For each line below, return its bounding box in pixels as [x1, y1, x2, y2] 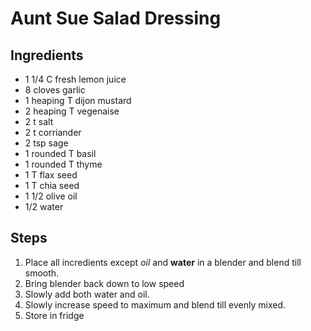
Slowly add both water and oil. [24, 288, 150, 300]
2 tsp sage [24, 137, 69, 149]
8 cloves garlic [24, 84, 86, 96]
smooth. [24, 267, 60, 279]
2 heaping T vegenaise [24, 105, 120, 117]
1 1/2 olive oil [24, 190, 78, 202]
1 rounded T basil [24, 148, 97, 159]
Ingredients [10, 47, 84, 64]
